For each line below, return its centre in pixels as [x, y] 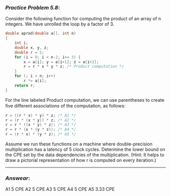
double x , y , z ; [32, 47]
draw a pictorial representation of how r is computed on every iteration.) [81, 160]
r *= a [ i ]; [35, 81]
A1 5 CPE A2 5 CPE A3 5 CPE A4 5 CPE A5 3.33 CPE [60, 189]
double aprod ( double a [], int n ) [41, 34]
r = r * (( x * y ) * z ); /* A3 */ [41, 125]
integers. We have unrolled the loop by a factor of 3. [60, 24]
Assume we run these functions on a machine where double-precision [79, 144]
